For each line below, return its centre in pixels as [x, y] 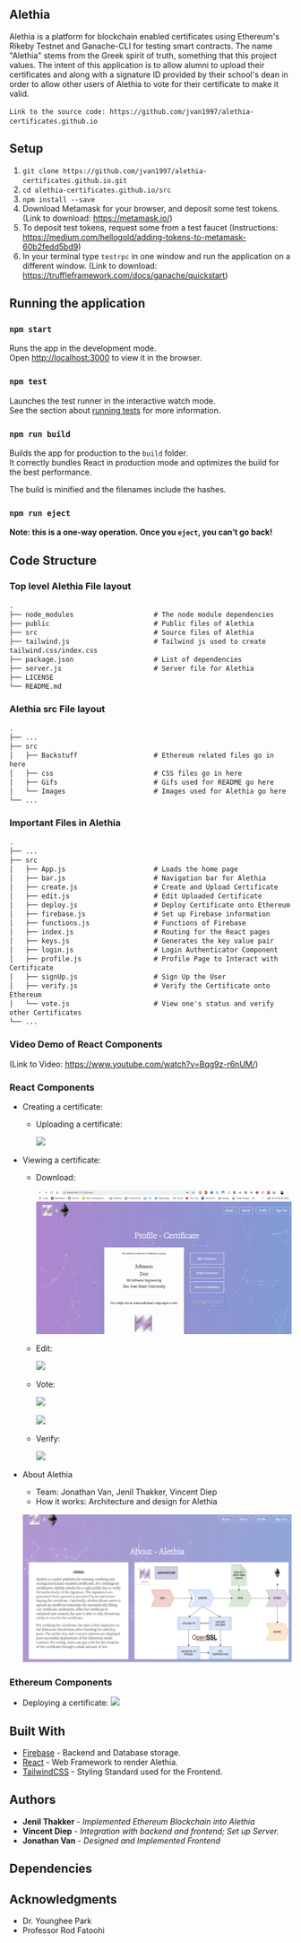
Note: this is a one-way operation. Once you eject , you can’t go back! [141, 532]
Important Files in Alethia [65, 823]
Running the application [77, 304]
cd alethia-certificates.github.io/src [97, 190]
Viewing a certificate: [61, 1160]
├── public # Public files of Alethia [132, 623]
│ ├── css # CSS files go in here [126, 774]
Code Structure [53, 560]
